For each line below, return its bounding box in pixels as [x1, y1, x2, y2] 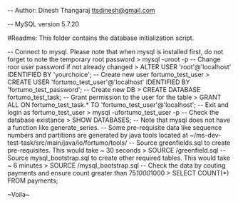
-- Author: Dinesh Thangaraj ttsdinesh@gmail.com [7, 6, 155, 14]
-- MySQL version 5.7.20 [7, 20, 80, 28]
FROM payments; [7, 176, 58, 185]
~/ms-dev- [190, 131, 222, 139]
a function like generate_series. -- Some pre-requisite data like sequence [7, 123, 222, 131]
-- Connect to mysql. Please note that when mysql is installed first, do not [7, 48, 224, 56]
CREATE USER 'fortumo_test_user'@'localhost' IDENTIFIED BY [7, 78, 190, 86]
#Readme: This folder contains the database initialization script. [7, 34, 195, 42]
